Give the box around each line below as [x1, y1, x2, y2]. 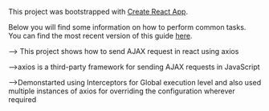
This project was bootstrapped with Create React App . [8, 7, 189, 16]
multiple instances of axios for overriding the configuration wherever [8, 86, 235, 96]
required [8, 95, 37, 104]
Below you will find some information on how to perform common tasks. [8, 23, 247, 31]
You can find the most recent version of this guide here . [8, 31, 193, 40]
